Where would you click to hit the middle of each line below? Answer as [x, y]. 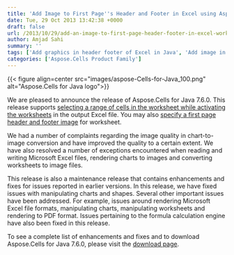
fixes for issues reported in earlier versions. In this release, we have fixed [112, 186]
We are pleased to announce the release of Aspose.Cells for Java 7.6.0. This [116, 100]
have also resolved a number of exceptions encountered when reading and [115, 150]
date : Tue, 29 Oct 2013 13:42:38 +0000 [65, 20]
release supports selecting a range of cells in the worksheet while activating [117, 107]
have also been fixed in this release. [58, 223]
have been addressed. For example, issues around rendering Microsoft [109, 201]
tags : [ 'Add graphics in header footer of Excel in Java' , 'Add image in [117, 53]
